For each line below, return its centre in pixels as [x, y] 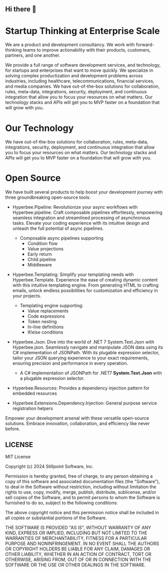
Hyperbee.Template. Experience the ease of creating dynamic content [85, 280]
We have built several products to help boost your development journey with [84, 192]
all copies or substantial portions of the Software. [56, 518]
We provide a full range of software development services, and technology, [83, 65]
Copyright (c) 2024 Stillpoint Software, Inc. [49, 467]
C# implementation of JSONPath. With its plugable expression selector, [86, 353]
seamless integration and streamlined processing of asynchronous [81, 218]
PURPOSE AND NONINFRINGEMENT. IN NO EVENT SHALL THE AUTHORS [82, 544]
